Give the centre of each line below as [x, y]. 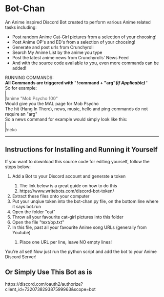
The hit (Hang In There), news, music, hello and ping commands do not [76, 109]
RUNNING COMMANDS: [29, 77]
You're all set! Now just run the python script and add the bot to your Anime [81, 251]
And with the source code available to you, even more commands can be [85, 63]
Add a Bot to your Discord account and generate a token [69, 176]
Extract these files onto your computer [51, 196]
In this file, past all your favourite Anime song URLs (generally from [79, 227]
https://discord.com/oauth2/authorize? [44, 284]
